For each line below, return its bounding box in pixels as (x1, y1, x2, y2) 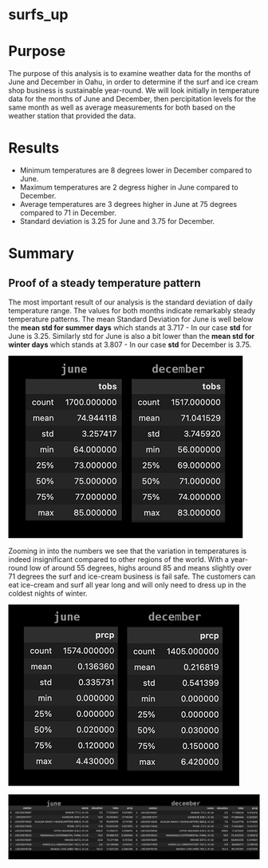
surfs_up (8, 6, 69, 24)
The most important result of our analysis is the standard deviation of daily (8, 297, 253, 307)
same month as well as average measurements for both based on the (8, 102, 236, 113)
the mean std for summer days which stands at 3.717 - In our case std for (8, 323, 252, 332)
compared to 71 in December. (19, 208, 117, 217)
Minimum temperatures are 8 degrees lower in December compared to (19, 165, 253, 175)
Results (8, 139, 60, 157)
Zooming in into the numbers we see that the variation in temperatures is (8, 546, 247, 556)
